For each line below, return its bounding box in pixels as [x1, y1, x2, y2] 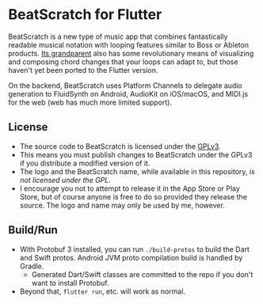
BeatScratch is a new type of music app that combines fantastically [8, 32, 228, 41]
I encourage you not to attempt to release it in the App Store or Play [19, 184, 240, 193]
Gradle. [19, 261, 44, 271]
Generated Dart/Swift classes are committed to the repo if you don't [31, 269, 253, 279]
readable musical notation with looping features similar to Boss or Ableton [8, 40, 250, 49]
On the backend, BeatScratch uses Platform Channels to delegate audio [8, 81, 243, 90]
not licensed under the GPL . [19, 175, 111, 184]
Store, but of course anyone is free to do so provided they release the [19, 192, 248, 201]
